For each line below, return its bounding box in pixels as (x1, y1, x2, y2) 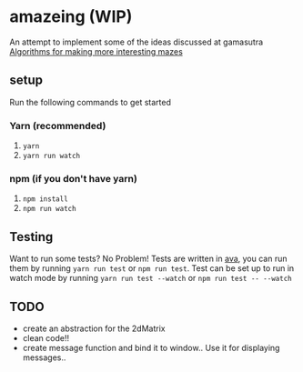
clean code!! (22, 332, 70, 343)
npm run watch (22, 205, 76, 214)
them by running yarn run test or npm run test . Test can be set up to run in (9, 263, 295, 274)
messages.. (22, 352, 66, 363)
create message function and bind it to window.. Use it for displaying (22, 342, 280, 353)
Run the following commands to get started (9, 96, 171, 107)
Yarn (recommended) (9, 119, 106, 132)
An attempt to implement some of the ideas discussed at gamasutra (9, 36, 264, 47)
